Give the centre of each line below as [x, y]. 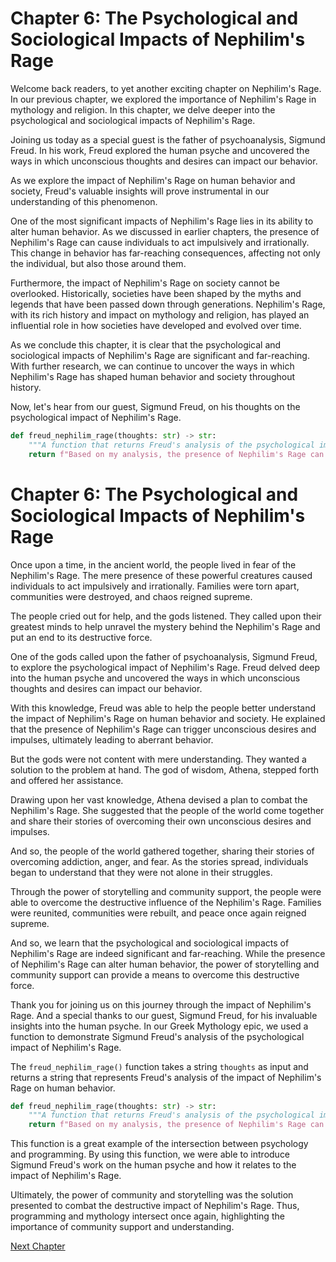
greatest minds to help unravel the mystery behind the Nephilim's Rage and [165, 626]
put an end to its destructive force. [81, 637]
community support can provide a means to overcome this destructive [155, 974]
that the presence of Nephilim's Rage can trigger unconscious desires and [163, 729]
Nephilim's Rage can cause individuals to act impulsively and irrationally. [160, 242]
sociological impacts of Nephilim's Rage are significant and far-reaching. [160, 355]
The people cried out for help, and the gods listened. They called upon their [166, 616]
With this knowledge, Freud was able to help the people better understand [163, 708]
